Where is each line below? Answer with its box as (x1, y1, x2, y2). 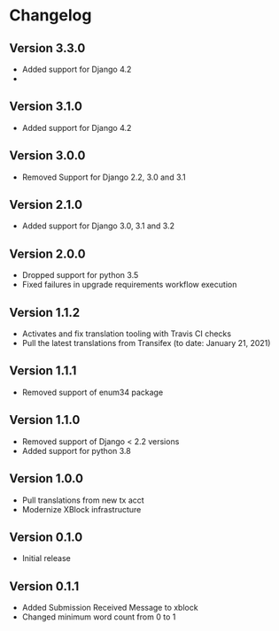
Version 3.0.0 (9, 148, 86, 164)
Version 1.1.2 (9, 304, 81, 319)
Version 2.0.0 (9, 246, 86, 261)
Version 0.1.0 (9, 529, 83, 544)
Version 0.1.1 (9, 579, 80, 594)
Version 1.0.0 (9, 471, 84, 487)
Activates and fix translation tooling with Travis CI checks (21, 328, 232, 339)
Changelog (9, 5, 92, 26)
